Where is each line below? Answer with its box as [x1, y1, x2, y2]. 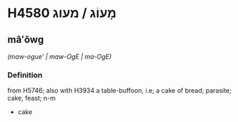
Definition [7, 70, 43, 80]
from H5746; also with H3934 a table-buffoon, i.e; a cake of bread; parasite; [7, 86, 232, 95]
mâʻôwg [7, 34, 44, 46]
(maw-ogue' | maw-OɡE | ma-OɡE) [7, 52, 112, 61]
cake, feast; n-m [7, 94, 56, 103]
